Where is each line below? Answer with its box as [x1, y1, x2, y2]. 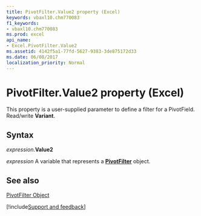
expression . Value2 [6, 146, 53, 154]
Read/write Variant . [6, 112, 56, 120]
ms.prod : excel [6, 32, 45, 38]
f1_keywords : [6, 20, 39, 26]
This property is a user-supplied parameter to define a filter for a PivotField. [6, 106, 195, 113]
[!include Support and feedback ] [6, 203, 86, 211]
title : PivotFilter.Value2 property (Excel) [6, 8, 120, 15]
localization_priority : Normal [6, 59, 85, 66]
